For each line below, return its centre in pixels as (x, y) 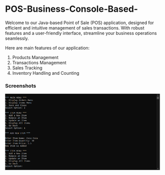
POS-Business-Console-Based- (72, 9)
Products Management (35, 57)
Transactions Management (39, 62)
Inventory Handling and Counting (46, 73)
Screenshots (21, 86)
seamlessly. (17, 38)
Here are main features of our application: (47, 48)
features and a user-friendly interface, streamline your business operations (81, 33)
